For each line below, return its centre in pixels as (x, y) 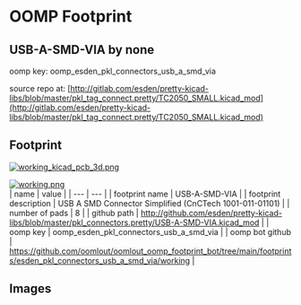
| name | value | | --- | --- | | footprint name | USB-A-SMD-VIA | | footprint (145, 194)
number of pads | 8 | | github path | (74, 213)
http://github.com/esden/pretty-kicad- (211, 213)
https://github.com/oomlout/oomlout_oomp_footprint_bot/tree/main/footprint (150, 251)
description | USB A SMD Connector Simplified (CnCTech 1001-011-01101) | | (150, 203)
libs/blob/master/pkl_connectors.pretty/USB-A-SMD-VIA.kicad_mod (134, 222)
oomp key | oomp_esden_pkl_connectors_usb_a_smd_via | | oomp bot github (150, 231)
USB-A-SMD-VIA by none (82, 50)
